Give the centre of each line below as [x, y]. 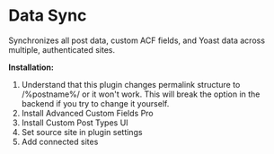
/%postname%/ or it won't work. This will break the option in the [141, 94]
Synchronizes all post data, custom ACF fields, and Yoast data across [137, 40]
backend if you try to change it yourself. [95, 103]
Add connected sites [60, 141]
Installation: [31, 67]
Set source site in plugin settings [82, 132]
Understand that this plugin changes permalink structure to [131, 84]
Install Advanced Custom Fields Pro [87, 113]
